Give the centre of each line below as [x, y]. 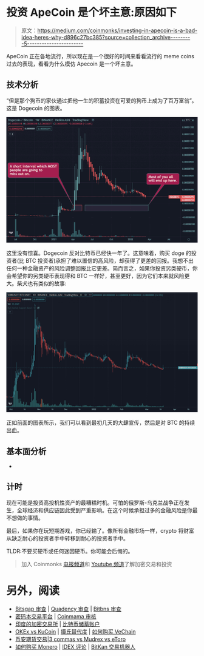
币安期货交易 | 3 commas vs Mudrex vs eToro [70, 639]
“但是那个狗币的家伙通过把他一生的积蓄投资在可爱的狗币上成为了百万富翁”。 [102, 100]
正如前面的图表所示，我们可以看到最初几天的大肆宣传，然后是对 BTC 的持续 [101, 423]
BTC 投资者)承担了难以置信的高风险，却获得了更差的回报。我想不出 [110, 261]
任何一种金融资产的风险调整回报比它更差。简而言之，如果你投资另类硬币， [99, 268]
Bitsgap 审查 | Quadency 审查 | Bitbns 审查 [68, 609]
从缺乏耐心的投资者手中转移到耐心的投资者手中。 [67, 538]
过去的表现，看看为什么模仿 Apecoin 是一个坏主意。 [71, 64]
